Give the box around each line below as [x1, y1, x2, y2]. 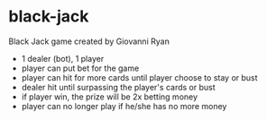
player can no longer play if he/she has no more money [21, 100, 227, 111]
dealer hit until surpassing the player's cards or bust [21, 81, 216, 92]
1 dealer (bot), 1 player [21, 53, 105, 64]
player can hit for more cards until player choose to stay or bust [21, 72, 258, 82]
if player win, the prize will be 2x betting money [21, 91, 198, 102]
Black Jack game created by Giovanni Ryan [8, 36, 170, 47]
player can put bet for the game [21, 63, 140, 73]
